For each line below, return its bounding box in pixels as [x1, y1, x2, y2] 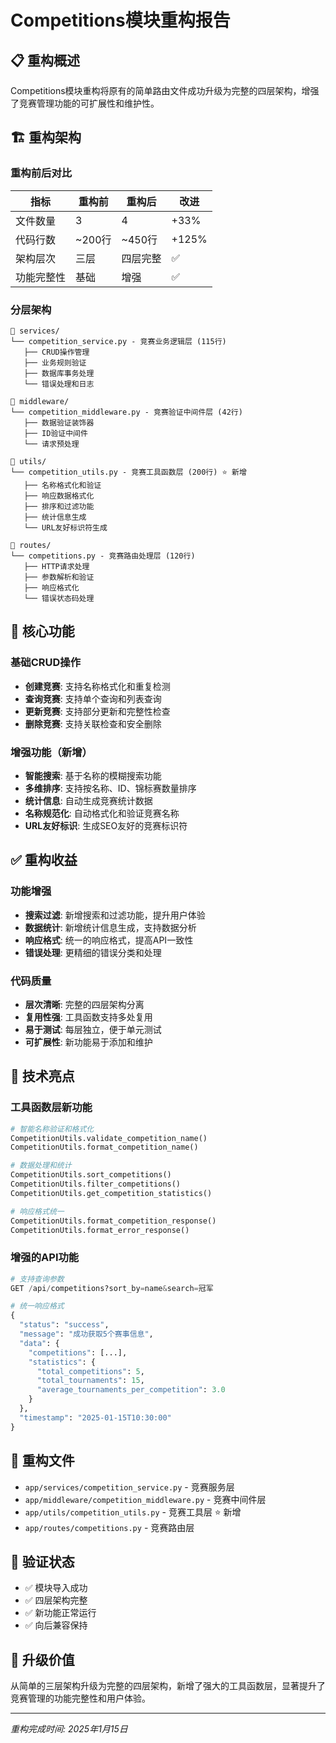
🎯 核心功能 [10, 623, 75, 640]
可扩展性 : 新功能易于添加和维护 [24, 1036, 153, 1048]
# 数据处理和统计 [10, 1161, 72, 1171]
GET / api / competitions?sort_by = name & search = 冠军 [10, 1283, 214, 1293]
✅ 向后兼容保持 [24, 1619, 88, 1631]
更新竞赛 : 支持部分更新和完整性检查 [24, 705, 171, 717]
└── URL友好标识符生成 [23, 522, 108, 533]
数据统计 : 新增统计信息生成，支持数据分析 [24, 921, 197, 933]
